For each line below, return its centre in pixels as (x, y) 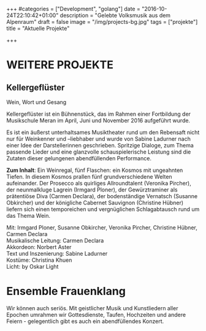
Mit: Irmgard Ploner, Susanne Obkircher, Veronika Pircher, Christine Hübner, (102, 228)
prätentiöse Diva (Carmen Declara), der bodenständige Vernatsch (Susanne (102, 196)
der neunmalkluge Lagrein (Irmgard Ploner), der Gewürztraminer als (92, 190)
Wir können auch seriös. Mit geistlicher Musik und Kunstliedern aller (92, 308)
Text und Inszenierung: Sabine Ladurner (57, 254)
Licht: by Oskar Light (32, 266)
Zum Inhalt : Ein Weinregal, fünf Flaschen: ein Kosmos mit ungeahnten (95, 170)
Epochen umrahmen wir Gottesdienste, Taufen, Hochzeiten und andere (96, 314)
